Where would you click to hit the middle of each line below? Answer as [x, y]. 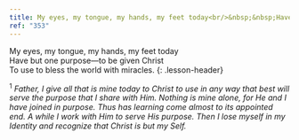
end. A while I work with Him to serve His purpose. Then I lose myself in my [148, 117]
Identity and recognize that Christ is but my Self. [98, 126]
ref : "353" [29, 26]
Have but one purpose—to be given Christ [87, 60]
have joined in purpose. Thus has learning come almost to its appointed [141, 107]
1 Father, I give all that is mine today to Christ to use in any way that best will [149, 88]
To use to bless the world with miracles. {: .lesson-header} [117, 70]
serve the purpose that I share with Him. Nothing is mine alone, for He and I [148, 97]
